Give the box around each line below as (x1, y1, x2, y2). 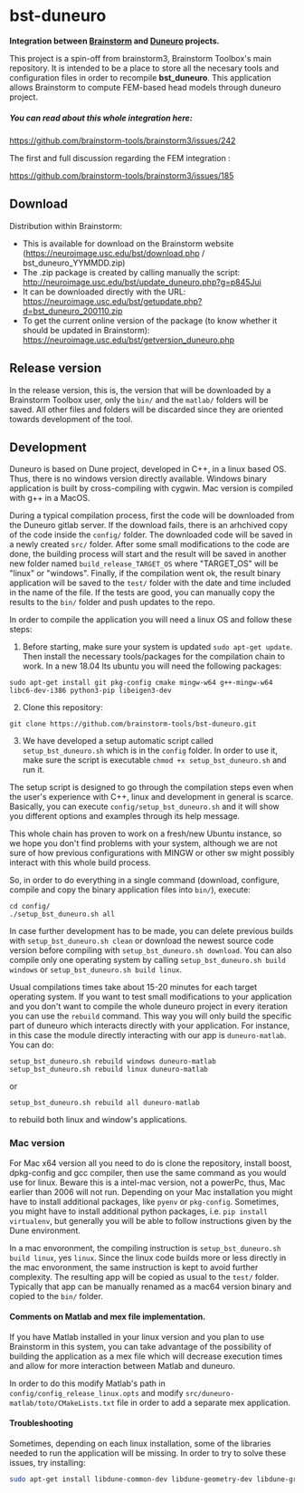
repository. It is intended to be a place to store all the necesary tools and (9, 63, 280, 73)
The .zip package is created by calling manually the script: (22, 266, 241, 277)
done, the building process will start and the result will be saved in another (9, 549, 287, 560)
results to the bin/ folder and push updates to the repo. (9, 597, 215, 608)
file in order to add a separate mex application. (117, 1397, 291, 1408)
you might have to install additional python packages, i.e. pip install (9, 1206, 269, 1217)
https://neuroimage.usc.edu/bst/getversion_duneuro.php (22, 334, 235, 345)
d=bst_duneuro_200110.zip (22, 305, 123, 316)
